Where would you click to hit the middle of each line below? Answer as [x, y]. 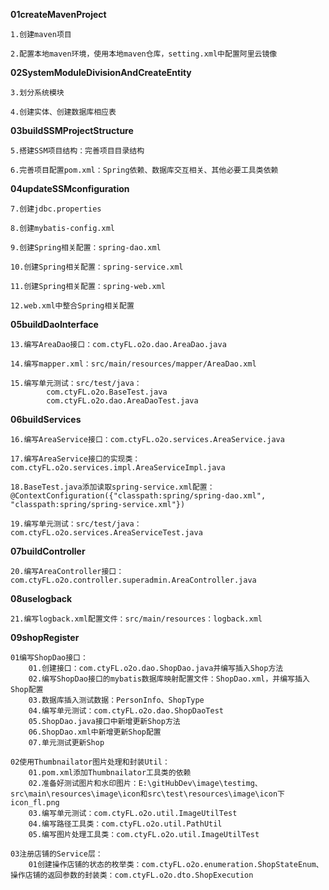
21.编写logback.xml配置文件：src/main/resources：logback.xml [136, 619]
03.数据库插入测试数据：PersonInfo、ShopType [116, 700]
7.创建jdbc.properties [56, 209]
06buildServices [46, 419]
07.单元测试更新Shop [66, 743]
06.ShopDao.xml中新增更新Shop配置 [95, 732]
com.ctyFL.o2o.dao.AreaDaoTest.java [122, 401]
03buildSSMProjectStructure [72, 130]
